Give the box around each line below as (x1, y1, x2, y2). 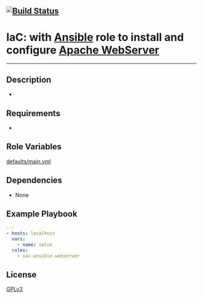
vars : (11, 236, 26, 242)
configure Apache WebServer (6, 43, 159, 57)
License (6, 270, 37, 280)
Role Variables (6, 141, 62, 152)
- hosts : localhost (6, 230, 56, 236)
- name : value (17, 242, 53, 248)
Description (6, 74, 51, 85)
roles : (11, 247, 28, 253)
